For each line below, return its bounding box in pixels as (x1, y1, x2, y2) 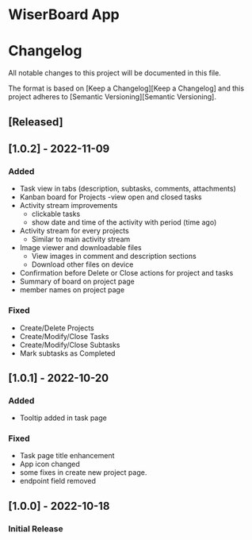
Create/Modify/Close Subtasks (19, 340, 120, 349)
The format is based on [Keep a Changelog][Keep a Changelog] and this (8, 83, 244, 93)
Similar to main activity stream (31, 234, 131, 244)
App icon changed (19, 459, 81, 469)
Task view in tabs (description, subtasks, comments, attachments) (19, 184, 236, 194)
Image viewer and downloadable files (19, 243, 142, 253)
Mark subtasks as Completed (19, 348, 116, 358)
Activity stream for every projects (19, 226, 129, 236)
